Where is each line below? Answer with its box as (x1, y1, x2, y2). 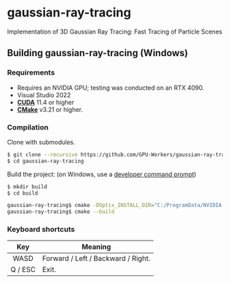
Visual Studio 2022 (16, 90, 71, 99)
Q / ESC (10, 265, 36, 275)
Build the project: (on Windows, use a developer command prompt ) (7, 170, 196, 178)
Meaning (81, 242, 112, 251)
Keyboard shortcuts (7, 225, 75, 234)
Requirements (7, 68, 55, 77)
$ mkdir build (7, 183, 48, 190)
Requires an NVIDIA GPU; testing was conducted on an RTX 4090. (16, 84, 205, 92)
